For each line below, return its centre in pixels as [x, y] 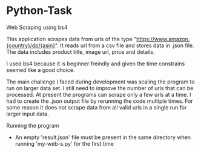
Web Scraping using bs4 [37, 27]
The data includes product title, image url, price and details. [81, 51]
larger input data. [28, 114]
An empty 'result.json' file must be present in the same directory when [103, 137]
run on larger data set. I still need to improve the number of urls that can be [100, 88]
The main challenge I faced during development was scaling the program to [100, 82]
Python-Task [39, 11]
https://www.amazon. [163, 39]
